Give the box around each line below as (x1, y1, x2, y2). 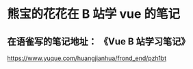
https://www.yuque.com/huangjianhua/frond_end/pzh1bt (7, 54, 167, 62)
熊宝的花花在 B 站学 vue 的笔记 (7, 6, 180, 22)
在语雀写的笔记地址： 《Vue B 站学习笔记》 (7, 36, 190, 47)
